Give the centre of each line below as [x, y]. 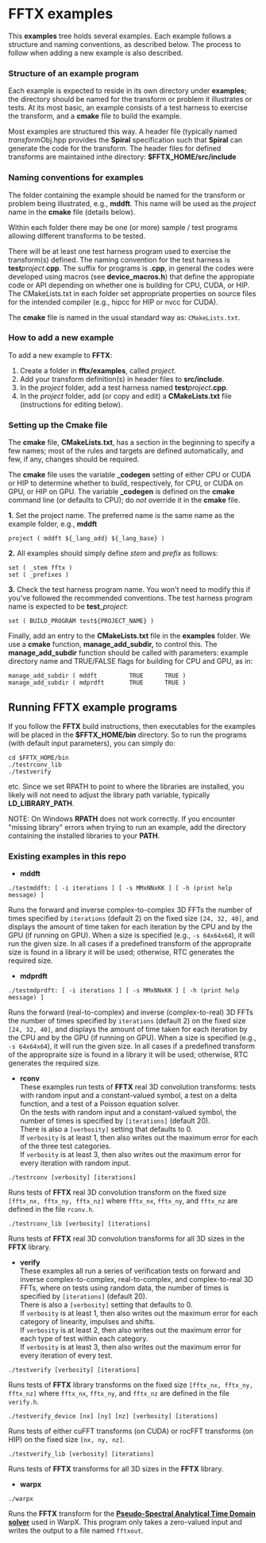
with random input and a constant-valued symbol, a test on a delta [128, 1096]
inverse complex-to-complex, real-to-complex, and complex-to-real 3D [137, 1280]
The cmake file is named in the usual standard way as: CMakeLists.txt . [124, 317]
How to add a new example [61, 337]
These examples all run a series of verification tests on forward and [130, 1271]
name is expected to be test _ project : [68, 606]
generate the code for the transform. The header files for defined [115, 149]
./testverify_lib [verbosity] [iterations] [81, 1454]
